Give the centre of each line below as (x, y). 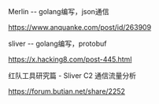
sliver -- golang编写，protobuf (57, 43)
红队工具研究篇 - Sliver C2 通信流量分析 (72, 76)
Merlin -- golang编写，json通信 (59, 11)
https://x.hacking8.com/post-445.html (70, 59)
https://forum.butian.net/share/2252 (67, 91)
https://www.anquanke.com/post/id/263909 (80, 27)
